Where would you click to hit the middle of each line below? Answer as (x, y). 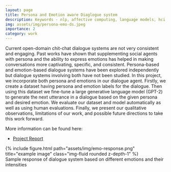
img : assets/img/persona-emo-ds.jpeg (45, 24)
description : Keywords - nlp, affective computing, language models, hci (86, 19)
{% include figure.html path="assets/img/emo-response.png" (70, 148)
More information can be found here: (44, 129)
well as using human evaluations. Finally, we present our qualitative (76, 108)
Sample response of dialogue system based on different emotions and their (84, 159)
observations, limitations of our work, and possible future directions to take (84, 113)
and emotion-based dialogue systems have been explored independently (82, 70)
